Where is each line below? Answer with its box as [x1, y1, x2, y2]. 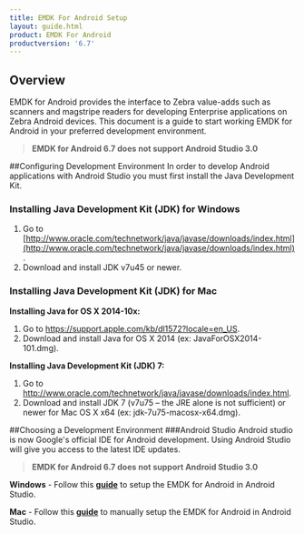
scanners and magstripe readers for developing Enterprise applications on [9, 106, 288, 117]
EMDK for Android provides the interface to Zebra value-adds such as [9, 96, 271, 107]
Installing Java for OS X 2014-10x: [9, 306, 141, 317]
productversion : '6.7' [9, 38, 95, 48]
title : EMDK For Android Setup [9, 13, 128, 23]
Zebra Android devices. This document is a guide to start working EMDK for [9, 116, 293, 127]
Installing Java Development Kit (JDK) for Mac [9, 285, 218, 297]
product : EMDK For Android [9, 30, 112, 39]
